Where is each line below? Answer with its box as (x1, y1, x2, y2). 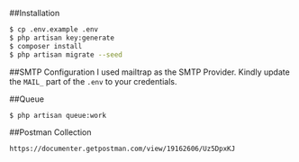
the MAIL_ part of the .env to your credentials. (9, 76, 177, 86)
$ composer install (9, 41, 83, 50)
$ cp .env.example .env (9, 25, 99, 34)
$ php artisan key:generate (9, 33, 115, 42)
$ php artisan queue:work (9, 111, 106, 120)
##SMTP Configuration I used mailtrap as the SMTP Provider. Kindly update (9, 67, 290, 77)
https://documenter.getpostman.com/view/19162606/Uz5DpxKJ (9, 144, 236, 154)
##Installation (9, 8, 60, 18)
